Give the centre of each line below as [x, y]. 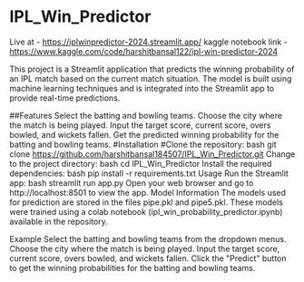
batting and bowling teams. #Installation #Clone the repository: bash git [143, 144]
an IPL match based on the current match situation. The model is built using [151, 78]
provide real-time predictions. [65, 98]
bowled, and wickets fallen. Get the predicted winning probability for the [144, 134]
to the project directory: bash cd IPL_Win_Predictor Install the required [141, 163]
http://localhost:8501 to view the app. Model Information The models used [148, 192]
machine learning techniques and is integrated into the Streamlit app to [142, 88]
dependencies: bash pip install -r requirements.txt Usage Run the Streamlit [149, 173]
